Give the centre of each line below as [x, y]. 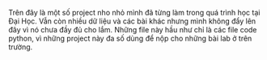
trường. [21, 47]
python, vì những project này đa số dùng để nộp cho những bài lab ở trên [130, 38]
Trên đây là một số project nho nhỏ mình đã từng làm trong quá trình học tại [134, 13]
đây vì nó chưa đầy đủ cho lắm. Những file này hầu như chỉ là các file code [133, 30]
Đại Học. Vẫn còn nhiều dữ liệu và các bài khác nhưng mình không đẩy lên [132, 21]
